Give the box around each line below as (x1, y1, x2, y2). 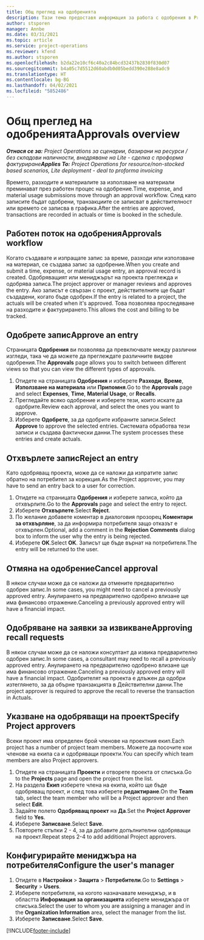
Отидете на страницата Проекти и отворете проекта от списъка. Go (15, 768, 192, 776)
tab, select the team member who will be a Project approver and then (15, 794, 188, 801)
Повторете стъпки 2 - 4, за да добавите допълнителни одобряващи (15, 826, 191, 834)
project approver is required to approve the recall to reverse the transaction (6, 687, 195, 694)
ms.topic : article (6, 37, 53, 43)
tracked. (6, 312, 27, 319)
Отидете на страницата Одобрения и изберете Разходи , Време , (15, 377, 184, 385)
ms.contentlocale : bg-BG (6, 77, 69, 83)
